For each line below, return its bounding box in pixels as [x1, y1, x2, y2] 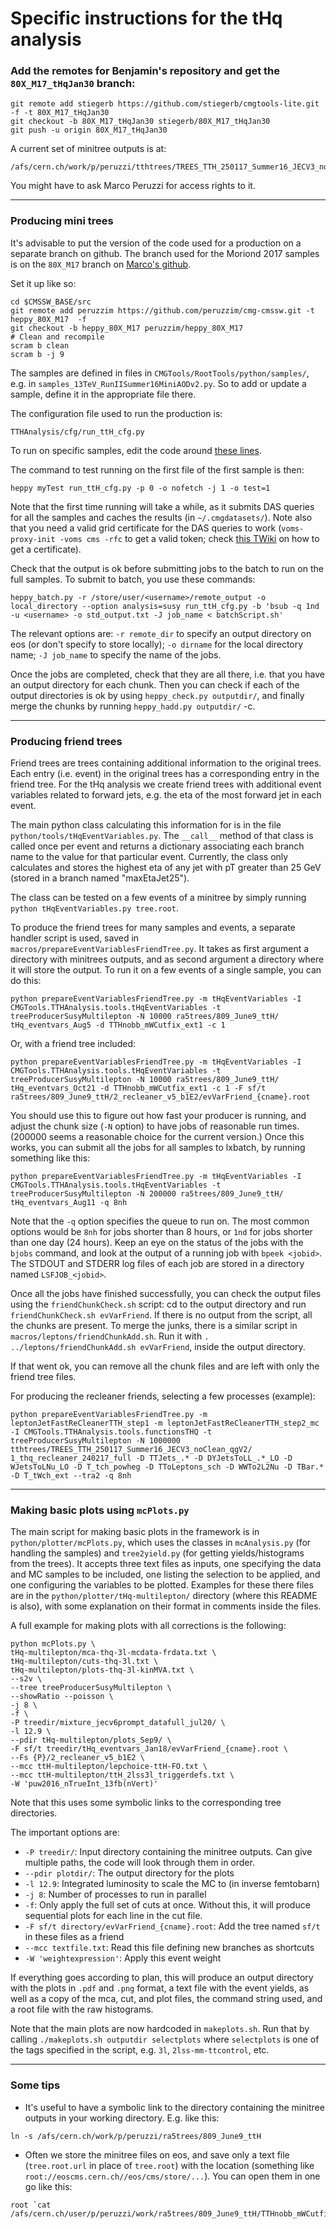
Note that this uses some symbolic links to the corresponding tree [10, 1797, 282, 1809]
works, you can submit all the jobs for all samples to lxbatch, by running [10, 1142, 306, 1154]
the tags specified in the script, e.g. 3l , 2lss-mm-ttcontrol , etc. [10, 2044, 270, 2056]
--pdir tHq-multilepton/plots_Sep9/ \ [10, 1735, 172, 1746]
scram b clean [10, 340, 70, 351]
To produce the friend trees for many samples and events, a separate [10, 922, 296, 934]
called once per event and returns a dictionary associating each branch [10, 840, 305, 852]
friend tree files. [10, 1371, 77, 1383]
